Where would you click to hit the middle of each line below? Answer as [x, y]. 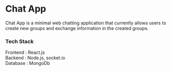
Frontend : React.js [25, 52]
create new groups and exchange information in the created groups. [77, 28]
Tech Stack [20, 41]
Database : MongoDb [28, 63]
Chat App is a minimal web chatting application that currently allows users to [86, 23]
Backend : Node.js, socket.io [35, 58]
